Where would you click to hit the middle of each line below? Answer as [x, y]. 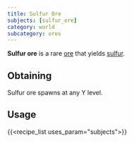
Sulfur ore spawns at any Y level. [55, 93]
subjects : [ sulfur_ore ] [42, 20]
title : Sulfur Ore [34, 14]
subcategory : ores [34, 33]
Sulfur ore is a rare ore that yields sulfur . [66, 54]
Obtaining [30, 76]
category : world [31, 27]
